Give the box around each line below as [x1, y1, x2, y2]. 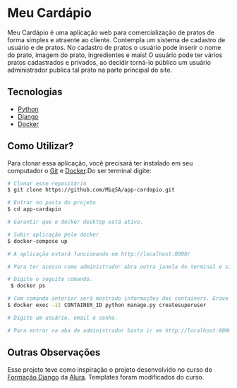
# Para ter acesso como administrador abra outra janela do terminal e [7, 263, 222, 270]
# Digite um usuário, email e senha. [7, 314, 119, 321]
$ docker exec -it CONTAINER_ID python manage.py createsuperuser [7, 301, 207, 309]
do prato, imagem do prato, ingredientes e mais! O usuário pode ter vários [7, 51, 223, 59]
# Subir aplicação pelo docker [7, 231, 99, 238]
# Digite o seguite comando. [7, 276, 93, 283]
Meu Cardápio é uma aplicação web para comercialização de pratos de [7, 28, 215, 37]
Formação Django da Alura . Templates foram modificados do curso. [7, 373, 205, 381]
